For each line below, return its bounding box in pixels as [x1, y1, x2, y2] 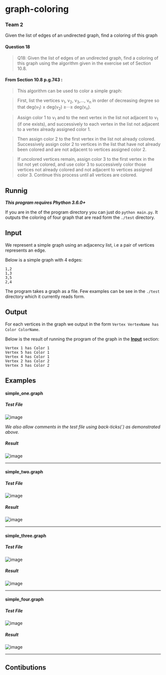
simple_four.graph [5, 597, 44, 603]
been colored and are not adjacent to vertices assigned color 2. [17, 146, 147, 152]
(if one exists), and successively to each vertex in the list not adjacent [17, 121, 160, 127]
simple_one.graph [5, 390, 43, 396]
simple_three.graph [5, 533, 46, 539]
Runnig [5, 186, 28, 195]
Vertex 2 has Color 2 [5, 358, 50, 363]
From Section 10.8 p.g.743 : [5, 77, 63, 83]
